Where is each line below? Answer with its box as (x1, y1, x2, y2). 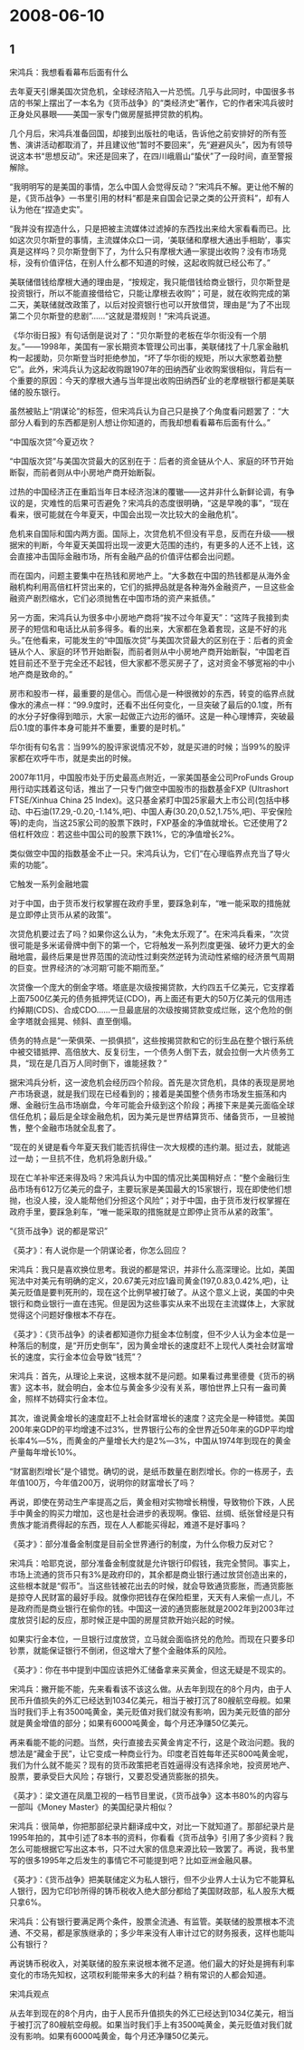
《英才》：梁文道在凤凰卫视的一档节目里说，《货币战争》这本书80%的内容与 (9, 1791, 290, 1801)
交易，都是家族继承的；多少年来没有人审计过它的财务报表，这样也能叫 (33, 1928, 295, 1938)
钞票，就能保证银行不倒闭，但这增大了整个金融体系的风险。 (9, 1645, 232, 1655)
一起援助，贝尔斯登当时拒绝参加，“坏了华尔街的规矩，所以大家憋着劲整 (16, 353, 283, 363)
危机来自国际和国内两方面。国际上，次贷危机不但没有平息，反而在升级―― (9, 528, 287, 539)
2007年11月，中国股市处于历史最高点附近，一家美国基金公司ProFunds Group (9, 772, 294, 783)
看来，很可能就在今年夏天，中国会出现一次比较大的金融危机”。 (9, 509, 243, 520)
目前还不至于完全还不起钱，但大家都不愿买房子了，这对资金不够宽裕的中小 (16, 658, 295, 668)
